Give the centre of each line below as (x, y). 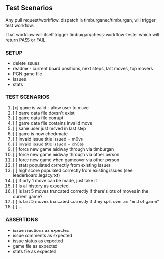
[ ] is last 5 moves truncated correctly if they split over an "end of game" (86, 201)
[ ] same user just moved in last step (49, 129)
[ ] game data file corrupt (38, 118)
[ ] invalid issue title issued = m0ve (48, 139)
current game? (27, 197)
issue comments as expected (42, 235)
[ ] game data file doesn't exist (43, 113)
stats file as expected (34, 251)
